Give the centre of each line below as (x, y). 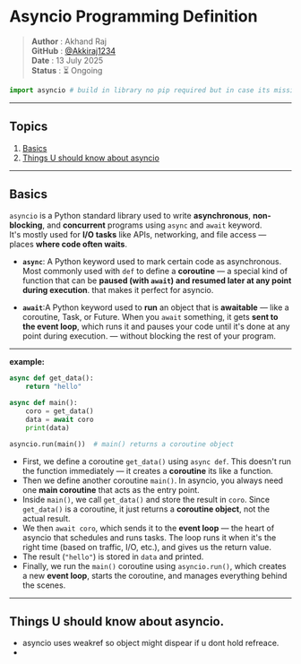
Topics (29, 127)
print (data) (47, 427)
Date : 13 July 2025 (67, 60)
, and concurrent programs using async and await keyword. (152, 225)
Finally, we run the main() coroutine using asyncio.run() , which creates (154, 565)
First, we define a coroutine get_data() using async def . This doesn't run (157, 461)
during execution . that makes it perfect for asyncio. (118, 290)
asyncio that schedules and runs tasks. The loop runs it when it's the (149, 537)
